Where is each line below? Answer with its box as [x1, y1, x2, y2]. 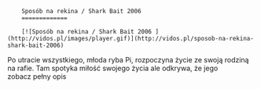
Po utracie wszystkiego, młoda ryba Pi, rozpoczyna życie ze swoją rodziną [7, 55, 249, 64]
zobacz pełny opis [7, 72, 67, 81]
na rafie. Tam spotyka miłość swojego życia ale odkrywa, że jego [7, 63, 219, 73]
